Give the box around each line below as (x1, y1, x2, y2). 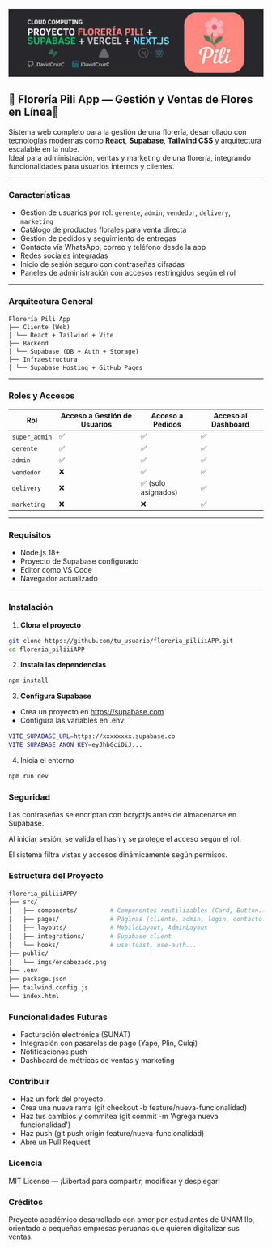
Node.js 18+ (19, 548, 61, 558)
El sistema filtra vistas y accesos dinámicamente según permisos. (8, 850, 228, 860)
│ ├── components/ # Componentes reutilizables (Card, (8, 907, 233, 915)
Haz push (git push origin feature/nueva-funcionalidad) (19, 1129, 205, 1139)
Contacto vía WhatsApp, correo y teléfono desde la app (19, 242, 206, 251)
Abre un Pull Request (19, 1137, 91, 1147)
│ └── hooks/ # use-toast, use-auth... (8, 941, 198, 949)
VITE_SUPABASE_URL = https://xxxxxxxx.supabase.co (8, 732, 176, 740)
